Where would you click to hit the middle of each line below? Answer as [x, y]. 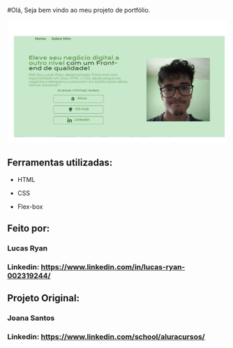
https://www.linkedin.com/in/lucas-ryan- [113, 267]
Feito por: [29, 228]
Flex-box [30, 206]
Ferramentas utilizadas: [60, 163]
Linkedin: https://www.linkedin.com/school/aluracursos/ [106, 337]
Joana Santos [31, 318]
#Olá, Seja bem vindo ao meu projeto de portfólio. [79, 10]
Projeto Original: [44, 298]
